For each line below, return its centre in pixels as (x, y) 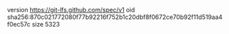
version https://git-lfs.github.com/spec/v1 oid (71, 10)
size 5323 (46, 24)
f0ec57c (19, 24)
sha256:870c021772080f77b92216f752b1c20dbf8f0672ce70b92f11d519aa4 (115, 17)
